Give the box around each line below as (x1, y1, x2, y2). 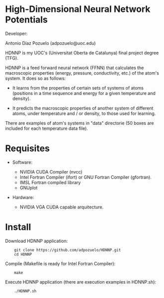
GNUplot (19, 185, 38, 191)
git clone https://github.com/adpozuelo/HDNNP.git (14, 247, 121, 252)
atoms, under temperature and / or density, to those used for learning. (12, 110, 156, 116)
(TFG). (5, 55, 18, 61)
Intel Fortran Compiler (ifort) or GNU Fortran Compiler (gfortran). (19, 174, 152, 180)
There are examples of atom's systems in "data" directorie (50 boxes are (5, 120, 154, 126)
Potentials (5, 14, 48, 25)
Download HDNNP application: (5, 238, 68, 244)
